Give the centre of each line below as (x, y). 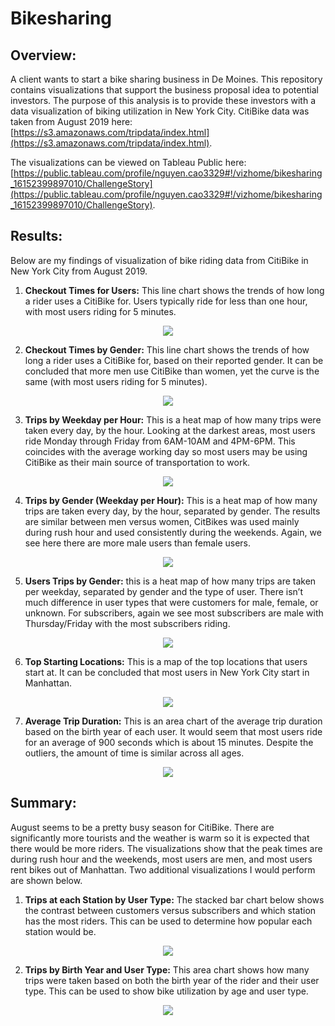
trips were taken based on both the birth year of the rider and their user (172, 980)
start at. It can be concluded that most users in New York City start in (167, 672)
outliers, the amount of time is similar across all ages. (134, 753)
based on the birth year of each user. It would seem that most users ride (173, 731)
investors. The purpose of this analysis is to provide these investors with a (163, 100)
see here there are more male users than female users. (138, 543)
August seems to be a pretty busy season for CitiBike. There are (142, 827)
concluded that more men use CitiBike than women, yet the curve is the (172, 371)
